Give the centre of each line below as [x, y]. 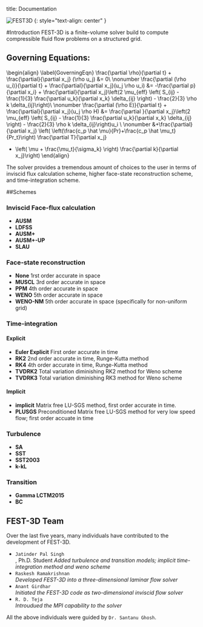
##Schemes [21, 192]
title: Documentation [32, 9]
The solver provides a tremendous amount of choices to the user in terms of [101, 167]
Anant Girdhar [33, 587]
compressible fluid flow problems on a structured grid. [74, 39]
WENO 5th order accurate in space [59, 295]
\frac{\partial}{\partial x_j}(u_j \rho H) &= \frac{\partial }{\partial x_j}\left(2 [98, 111]
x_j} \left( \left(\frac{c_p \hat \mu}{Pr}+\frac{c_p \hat [93, 131]
